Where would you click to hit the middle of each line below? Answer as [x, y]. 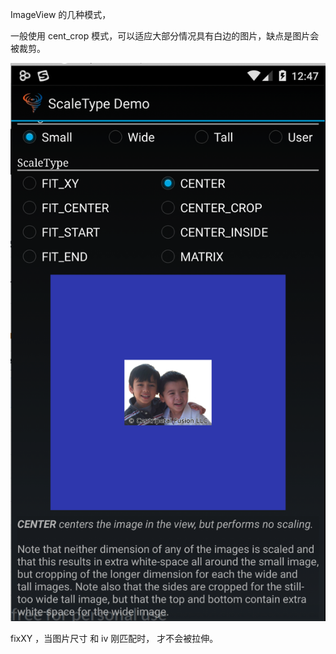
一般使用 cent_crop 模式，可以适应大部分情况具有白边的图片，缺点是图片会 [165, 36]
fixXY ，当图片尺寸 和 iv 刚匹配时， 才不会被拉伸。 [114, 638]
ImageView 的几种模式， [61, 14]
